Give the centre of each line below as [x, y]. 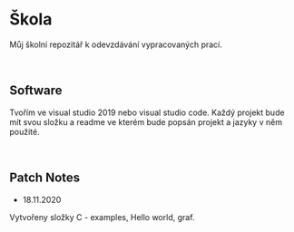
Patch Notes [45, 178]
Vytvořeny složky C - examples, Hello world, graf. [102, 217]
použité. [25, 131]
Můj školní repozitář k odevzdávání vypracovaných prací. [116, 44]
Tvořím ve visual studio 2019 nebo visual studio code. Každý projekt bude [147, 112]
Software [36, 91]
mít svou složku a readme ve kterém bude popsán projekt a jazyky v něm [146, 121]
